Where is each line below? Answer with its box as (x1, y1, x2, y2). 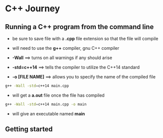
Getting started (5, 125, 53, 134)
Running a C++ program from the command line (5, 23, 154, 31)
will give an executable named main (12, 110, 85, 116)
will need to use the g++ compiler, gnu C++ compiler (12, 45, 119, 51)
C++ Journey (5, 3, 60, 14)
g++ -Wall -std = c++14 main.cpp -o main (5, 102, 87, 106)
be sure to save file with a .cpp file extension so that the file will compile (12, 35, 159, 41)
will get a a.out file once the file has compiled (12, 92, 105, 98)
